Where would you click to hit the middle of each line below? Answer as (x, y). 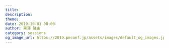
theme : (12, 19)
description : (19, 14)
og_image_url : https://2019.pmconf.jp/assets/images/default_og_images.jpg (86, 38)
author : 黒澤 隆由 (23, 28)
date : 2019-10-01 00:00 (30, 24)
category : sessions (26, 33)
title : (12, 10)
